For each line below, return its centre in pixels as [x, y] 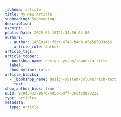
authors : [14, 38]
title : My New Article [29, 14]
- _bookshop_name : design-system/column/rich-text [63, 79]
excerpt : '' [17, 28]
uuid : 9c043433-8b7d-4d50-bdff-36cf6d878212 [52, 93]
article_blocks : [22, 75]
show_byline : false [30, 70]
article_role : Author [36, 47]
